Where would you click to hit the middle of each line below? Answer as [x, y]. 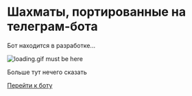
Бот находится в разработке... [51, 45]
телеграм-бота [52, 26]
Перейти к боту [30, 85]
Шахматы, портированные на [97, 12]
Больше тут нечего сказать [47, 72]
